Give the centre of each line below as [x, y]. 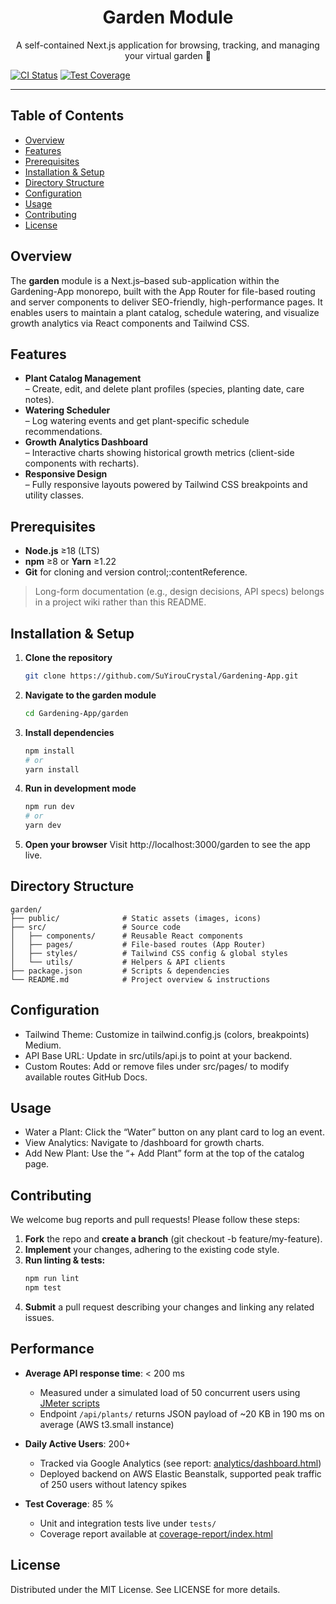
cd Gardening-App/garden [76, 713]
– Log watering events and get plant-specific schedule [137, 421]
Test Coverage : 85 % [69, 1503]
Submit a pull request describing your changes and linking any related [169, 1307]
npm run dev [49, 807]
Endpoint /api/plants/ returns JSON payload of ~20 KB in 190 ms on [182, 1413]
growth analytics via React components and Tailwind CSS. [130, 323]
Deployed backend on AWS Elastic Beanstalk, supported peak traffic [180, 1473]
